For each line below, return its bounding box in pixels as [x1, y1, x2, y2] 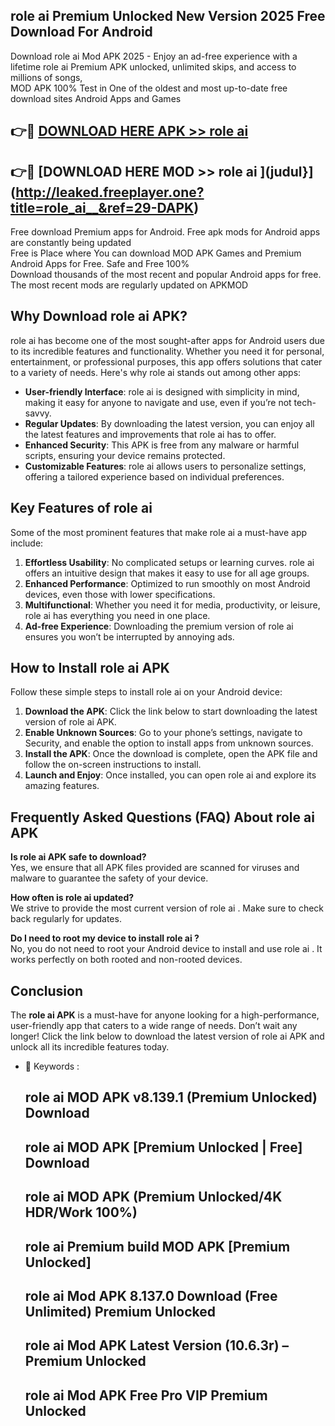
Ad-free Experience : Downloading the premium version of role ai [24, 620, 294, 632]
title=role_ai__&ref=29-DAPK [10, 199, 195, 216]
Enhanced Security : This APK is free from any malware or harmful [24, 439, 300, 451]
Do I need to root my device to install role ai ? [10, 932, 200, 944]
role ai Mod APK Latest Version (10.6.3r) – [24, 1337, 290, 1354]
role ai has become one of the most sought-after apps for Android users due [10, 334, 325, 346]
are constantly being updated [10, 237, 132, 249]
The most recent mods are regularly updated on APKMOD [10, 279, 249, 291]
